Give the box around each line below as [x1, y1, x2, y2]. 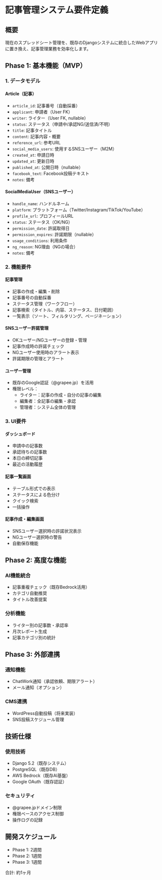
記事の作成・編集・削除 [12, 288, 60, 294]
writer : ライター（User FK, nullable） [12, 115, 89, 121]
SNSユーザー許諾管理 [5, 325, 49, 331]
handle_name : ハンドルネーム [12, 201, 70, 206]
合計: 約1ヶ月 [5, 869, 31, 875]
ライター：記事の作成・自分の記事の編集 [19, 392, 102, 398]
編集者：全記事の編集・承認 [19, 398, 76, 404]
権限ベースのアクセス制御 [12, 811, 64, 816]
